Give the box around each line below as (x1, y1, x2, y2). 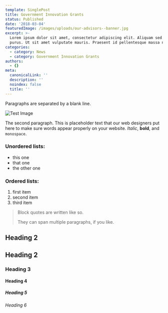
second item (12, 194, 38, 201)
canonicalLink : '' (9, 73, 48, 78)
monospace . (5, 130, 27, 136)
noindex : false (9, 82, 41, 87)
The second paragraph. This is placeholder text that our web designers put (5, 120, 160, 126)
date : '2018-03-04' (5, 21, 46, 27)
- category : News (9, 49, 46, 54)
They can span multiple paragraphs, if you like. (17, 219, 114, 225)
